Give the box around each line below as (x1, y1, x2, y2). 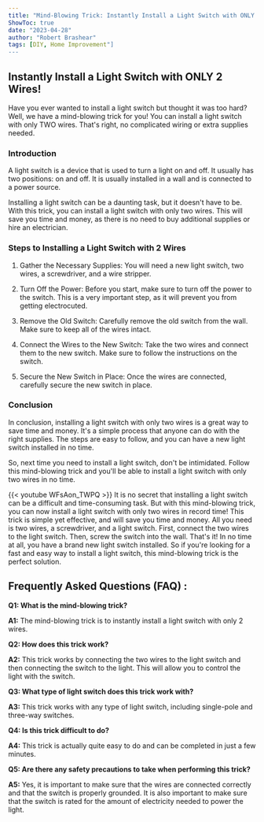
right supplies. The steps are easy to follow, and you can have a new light (8, 434, 246, 443)
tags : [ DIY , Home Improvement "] (8, 41, 114, 49)
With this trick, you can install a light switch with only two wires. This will (8, 206, 244, 216)
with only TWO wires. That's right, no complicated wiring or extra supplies (8, 120, 249, 129)
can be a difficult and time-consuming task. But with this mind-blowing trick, (8, 498, 256, 508)
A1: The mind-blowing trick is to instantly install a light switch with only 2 (8, 616, 244, 625)
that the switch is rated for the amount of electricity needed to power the (8, 796, 244, 805)
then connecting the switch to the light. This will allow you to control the (8, 663, 241, 672)
